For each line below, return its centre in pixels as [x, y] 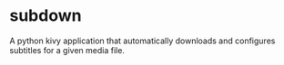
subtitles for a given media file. [67, 50]
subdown [46, 16]
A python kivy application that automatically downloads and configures [142, 41]
